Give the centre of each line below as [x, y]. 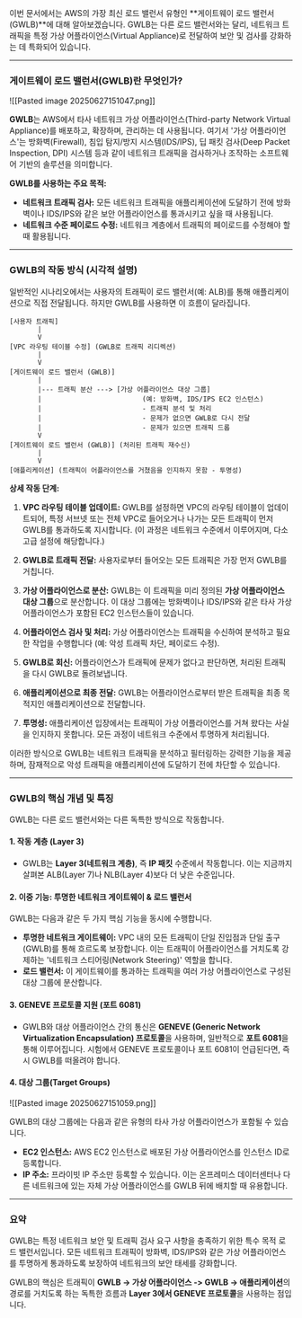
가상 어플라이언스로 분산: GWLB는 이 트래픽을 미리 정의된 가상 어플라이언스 [153, 590]
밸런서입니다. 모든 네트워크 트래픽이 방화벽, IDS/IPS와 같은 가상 [129, 1252]
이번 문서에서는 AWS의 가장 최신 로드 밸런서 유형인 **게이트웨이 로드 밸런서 [142, 13]
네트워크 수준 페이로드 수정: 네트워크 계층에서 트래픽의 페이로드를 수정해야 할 [156, 225]
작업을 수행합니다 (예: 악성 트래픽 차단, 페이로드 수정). [126, 643]
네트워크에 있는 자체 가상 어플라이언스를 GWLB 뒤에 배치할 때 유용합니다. [160, 1185]
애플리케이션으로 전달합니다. [96, 703]
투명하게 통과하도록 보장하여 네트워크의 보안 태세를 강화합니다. [128, 1263]
